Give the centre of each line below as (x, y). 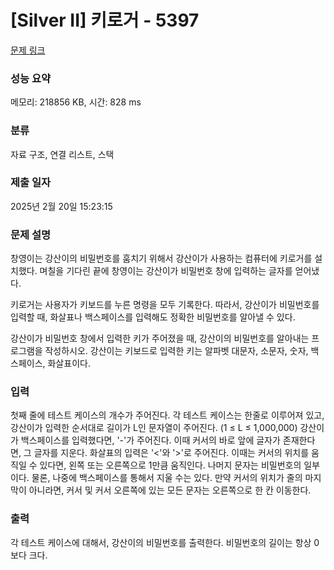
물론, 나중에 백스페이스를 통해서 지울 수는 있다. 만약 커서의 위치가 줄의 (167, 478)
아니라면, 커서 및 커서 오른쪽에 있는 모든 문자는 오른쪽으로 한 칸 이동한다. (170, 490)
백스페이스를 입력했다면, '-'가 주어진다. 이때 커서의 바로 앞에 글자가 (150, 440)
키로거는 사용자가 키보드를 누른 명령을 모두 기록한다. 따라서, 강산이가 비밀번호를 (165, 305)
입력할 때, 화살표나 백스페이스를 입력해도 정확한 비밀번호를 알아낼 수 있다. (153, 317)
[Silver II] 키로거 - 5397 (105, 20)
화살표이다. (69, 363)
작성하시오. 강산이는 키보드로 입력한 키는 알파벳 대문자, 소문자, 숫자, (176, 351)
